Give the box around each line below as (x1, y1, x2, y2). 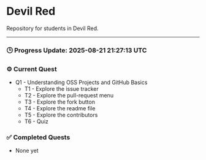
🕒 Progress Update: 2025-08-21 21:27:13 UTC (6, 46, 147, 55)
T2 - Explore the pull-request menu (24, 92, 114, 99)
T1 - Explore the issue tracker (24, 85, 99, 93)
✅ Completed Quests (6, 133, 71, 142)
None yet (15, 147, 39, 154)
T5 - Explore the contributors (24, 112, 98, 119)
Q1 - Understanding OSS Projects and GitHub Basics (15, 78, 148, 86)
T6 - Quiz (24, 118, 49, 125)
